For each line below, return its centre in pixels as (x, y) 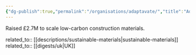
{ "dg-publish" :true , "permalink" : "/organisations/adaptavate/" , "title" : (94, 11)
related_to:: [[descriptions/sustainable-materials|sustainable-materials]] (92, 39)
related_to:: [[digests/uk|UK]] (40, 46)
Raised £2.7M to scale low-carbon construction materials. (75, 28)
